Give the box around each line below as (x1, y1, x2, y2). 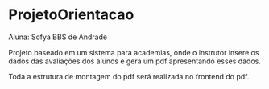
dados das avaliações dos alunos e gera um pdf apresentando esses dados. (8, 56, 262, 66)
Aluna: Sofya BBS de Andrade (8, 32, 107, 42)
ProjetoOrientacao (8, 6, 134, 24)
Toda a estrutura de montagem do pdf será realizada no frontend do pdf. (8, 71, 250, 81)
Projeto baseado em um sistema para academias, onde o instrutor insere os (8, 47, 259, 57)
